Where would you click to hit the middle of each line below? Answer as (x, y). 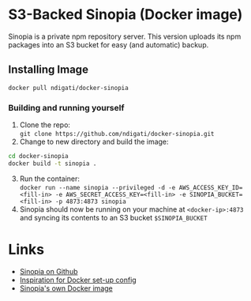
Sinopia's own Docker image (66, 288)
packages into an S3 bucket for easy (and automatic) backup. (109, 44)
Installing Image (49, 70)
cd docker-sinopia (38, 156)
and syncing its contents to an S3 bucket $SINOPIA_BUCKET (113, 217)
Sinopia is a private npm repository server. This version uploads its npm (125, 36)
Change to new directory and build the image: (94, 142)
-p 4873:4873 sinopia (90, 201)
